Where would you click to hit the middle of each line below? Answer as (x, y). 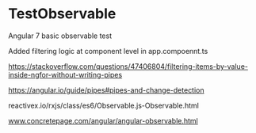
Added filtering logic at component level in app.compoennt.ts (108, 51)
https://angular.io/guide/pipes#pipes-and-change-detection (106, 90)
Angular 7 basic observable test (60, 36)
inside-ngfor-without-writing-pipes (65, 74)
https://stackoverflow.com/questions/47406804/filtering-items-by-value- (128, 66)
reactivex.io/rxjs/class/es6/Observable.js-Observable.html (104, 105)
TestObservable (62, 14)
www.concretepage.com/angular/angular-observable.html (103, 120)
